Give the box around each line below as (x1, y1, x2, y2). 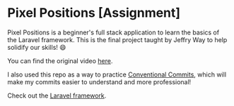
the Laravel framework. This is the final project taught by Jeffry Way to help (7, 35, 228, 44)
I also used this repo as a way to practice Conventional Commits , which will (7, 70, 227, 79)
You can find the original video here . (7, 56, 113, 65)
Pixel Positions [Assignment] (7, 5, 181, 21)
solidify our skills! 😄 (7, 43, 66, 51)
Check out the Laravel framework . (7, 91, 107, 100)
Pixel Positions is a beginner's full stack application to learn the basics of (7, 28, 220, 37)
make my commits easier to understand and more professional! (7, 77, 192, 86)
